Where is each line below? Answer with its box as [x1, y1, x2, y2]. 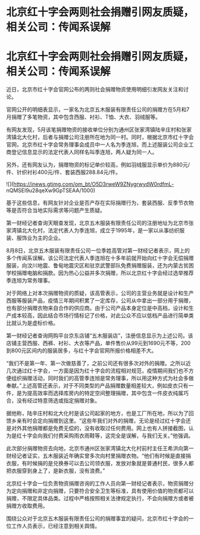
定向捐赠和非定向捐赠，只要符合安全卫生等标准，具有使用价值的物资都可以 [11, 487, 194, 494]
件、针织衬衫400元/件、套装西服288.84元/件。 [6, 168, 121, 176]
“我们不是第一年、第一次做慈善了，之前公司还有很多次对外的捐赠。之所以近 [6, 359, 192, 367]
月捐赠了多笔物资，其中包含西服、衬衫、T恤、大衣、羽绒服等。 [6, 113, 161, 121]
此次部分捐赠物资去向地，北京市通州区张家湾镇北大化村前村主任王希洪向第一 [6, 445, 194, 452]
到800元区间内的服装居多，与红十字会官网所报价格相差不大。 [6, 347, 157, 354]
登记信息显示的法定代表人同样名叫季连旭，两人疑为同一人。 [11, 149, 158, 156]
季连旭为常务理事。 [6, 277, 54, 284]
